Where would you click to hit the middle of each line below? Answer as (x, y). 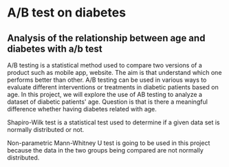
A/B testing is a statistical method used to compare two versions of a (105, 65)
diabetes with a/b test (55, 48)
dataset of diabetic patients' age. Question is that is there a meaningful (108, 102)
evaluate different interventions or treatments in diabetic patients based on (113, 87)
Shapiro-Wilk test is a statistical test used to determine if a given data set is (113, 122)
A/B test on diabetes (66, 13)
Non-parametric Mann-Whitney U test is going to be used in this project (109, 143)
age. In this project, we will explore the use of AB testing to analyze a (105, 94)
